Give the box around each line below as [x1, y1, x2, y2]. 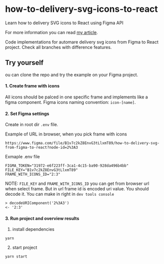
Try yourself [5, 58, 44, 67]
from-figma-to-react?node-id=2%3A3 [5, 145, 78, 150]
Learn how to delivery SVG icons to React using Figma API [5, 20, 124, 26]
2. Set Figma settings [5, 110, 49, 117]
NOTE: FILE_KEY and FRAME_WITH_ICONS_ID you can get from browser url [5, 180, 149, 186]
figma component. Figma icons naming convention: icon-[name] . [5, 99, 136, 105]
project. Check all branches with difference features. [5, 44, 112, 50]
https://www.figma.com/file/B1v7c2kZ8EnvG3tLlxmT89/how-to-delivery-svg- [5, 141, 160, 146]
